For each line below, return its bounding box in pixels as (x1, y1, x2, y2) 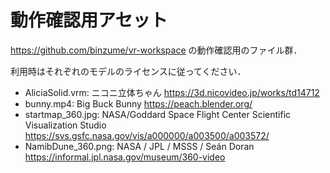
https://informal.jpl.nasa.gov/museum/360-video (24, 151, 226, 163)
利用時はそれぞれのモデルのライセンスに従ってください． (10, 65, 247, 77)
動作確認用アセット (10, 9, 168, 32)
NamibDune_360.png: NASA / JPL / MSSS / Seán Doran (24, 140, 255, 152)
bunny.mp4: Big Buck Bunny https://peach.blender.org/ (24, 97, 253, 110)
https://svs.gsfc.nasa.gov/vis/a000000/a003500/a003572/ (24, 129, 270, 141)
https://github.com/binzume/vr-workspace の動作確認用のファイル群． (10, 44, 303, 56)
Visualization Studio (24, 119, 107, 131)
